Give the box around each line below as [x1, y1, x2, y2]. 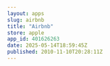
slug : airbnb [7, 16, 45, 23]
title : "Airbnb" [7, 23, 54, 30]
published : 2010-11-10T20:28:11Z [7, 49, 103, 56]
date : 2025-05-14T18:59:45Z [7, 42, 88, 49]
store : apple [7, 29, 45, 36]
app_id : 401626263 [7, 36, 60, 43]
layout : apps [7, 10, 45, 17]
